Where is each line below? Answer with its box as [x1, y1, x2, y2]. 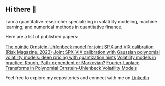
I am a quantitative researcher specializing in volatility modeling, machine [5, 18, 157, 24]
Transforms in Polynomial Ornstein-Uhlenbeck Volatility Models [5, 65, 137, 71]
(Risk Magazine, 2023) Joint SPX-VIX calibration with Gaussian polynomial [5, 49, 160, 55]
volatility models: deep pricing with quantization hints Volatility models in [5, 54, 156, 60]
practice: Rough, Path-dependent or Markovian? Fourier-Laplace [5, 59, 140, 66]
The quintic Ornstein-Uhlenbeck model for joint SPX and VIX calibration [5, 44, 154, 50]
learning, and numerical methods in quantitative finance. [5, 24, 123, 30]
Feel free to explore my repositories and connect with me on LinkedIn [5, 74, 150, 81]
